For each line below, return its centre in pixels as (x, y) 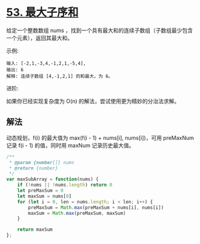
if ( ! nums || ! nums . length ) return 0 (65, 185)
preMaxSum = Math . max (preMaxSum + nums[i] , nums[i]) (96, 207)
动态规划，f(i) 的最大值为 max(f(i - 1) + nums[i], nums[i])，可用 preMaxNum (100, 137)
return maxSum (35, 230)
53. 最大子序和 (42, 12)
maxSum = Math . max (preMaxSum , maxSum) (77, 213)
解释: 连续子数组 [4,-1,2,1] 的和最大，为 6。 (60, 76)
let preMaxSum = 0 (40, 191)
